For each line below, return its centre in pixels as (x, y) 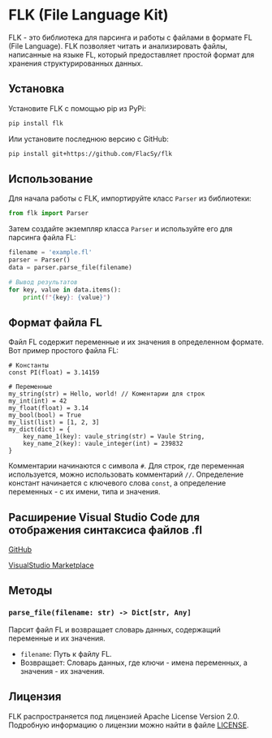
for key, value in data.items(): (65, 290)
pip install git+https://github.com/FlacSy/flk (91, 153)
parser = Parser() (39, 260)
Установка (37, 89)
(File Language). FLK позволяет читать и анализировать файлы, (118, 45)
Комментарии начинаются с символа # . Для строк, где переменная (127, 466)
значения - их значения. (63, 671)
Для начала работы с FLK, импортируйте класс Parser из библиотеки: (130, 199)
